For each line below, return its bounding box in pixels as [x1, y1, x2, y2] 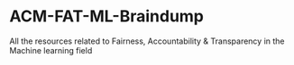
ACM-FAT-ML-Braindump [9, 6, 205, 27]
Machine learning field [9, 45, 93, 55]
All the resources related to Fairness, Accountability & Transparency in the [9, 36, 286, 46]
